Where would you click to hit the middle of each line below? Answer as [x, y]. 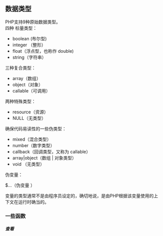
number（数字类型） [33, 145]
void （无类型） [28, 164]
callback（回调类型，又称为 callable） [51, 152]
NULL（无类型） [29, 118]
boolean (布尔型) [30, 38]
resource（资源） [30, 112]
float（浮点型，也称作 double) [43, 51]
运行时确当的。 [33, 202]
